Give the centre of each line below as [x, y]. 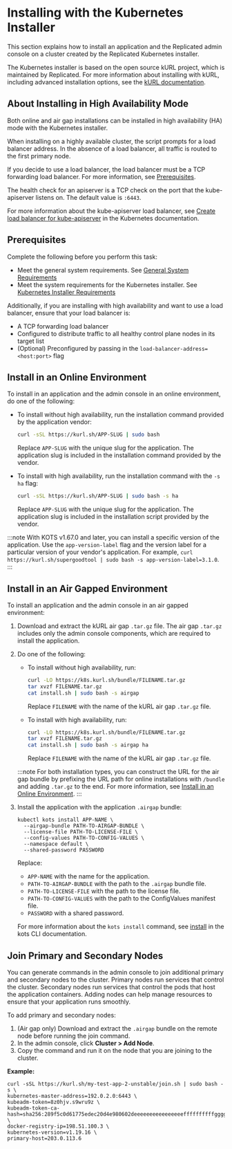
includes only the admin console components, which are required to [114, 633]
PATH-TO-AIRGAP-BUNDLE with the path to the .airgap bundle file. [117, 884]
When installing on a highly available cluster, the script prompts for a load [112, 141]
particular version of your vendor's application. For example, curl [100, 552]
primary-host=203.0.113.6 [44, 1139]
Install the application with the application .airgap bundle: [99, 807]
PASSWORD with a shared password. [76, 913]
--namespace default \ [56, 844]
